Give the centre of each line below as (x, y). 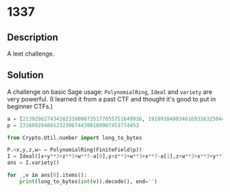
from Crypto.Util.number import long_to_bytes (75, 138)
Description (33, 37)
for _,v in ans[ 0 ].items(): (47, 176)
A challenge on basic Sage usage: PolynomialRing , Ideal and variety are (110, 92)
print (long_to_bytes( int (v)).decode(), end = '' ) (88, 181)
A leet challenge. (31, 53)
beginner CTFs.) (30, 106)
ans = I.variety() (33, 163)
